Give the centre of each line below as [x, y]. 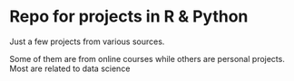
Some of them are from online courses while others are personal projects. [147, 58]
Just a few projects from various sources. [87, 41]
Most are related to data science [70, 68]
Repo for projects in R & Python [129, 17]
